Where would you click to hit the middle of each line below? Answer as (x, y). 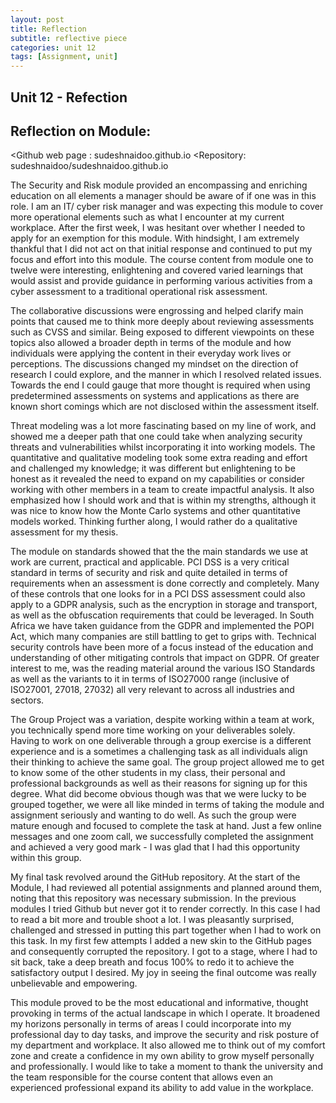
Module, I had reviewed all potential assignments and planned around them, (166, 888)
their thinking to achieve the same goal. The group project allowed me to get (167, 762)
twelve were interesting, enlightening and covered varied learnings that (157, 270)
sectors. (27, 700)
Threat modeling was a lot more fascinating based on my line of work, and (163, 426)
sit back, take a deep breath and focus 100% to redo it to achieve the (152, 962)
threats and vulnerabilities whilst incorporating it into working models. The (163, 447)
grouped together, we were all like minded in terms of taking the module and (167, 805)
